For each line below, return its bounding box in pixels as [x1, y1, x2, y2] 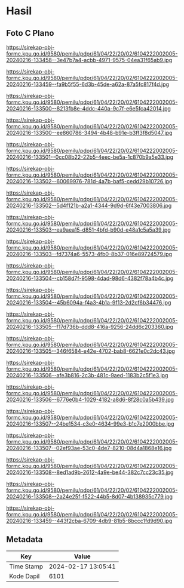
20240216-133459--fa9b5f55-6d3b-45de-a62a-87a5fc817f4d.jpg [6, 81, 169, 88]
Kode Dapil [9, 572, 40, 580]
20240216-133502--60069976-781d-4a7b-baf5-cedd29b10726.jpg [6, 178, 173, 184]
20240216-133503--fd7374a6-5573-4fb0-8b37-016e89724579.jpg [6, 251, 172, 257]
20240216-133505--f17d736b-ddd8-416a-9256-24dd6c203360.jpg [6, 324, 173, 330]
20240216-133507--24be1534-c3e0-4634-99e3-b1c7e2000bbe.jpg [6, 420, 174, 427]
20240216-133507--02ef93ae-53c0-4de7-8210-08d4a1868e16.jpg [6, 445, 172, 451]
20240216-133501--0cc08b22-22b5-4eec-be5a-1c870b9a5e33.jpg [6, 153, 174, 161]
